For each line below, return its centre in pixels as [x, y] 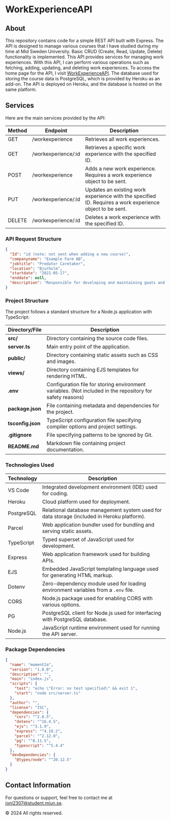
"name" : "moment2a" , [32, 664]
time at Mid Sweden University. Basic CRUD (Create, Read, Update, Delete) [84, 51]
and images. [61, 362]
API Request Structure [34, 239]
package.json [25, 409]
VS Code [19, 490]
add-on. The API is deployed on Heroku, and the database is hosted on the [84, 84]
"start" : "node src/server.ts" [48, 693]
